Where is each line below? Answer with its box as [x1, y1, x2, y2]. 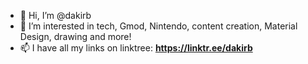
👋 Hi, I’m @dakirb [19, 10, 92, 21]
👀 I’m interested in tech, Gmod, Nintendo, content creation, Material [19, 20, 298, 32]
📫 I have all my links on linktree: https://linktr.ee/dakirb [19, 42, 253, 54]
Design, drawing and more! [19, 31, 132, 42]
